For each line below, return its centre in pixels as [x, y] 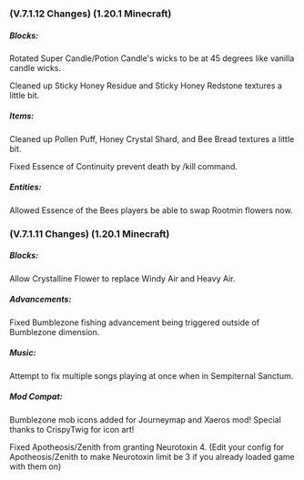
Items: [22, 116]
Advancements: [41, 300]
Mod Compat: [36, 397]
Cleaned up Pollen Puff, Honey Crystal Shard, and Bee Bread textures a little [152, 138]
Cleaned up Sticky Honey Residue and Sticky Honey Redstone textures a [146, 86]
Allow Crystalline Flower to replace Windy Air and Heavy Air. [122, 278]
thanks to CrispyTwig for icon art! [72, 429]
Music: [23, 352]
